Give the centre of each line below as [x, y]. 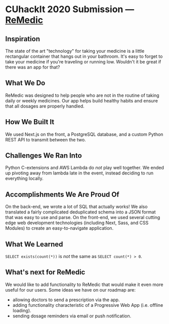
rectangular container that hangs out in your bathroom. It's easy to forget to [84, 56]
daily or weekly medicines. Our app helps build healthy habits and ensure [82, 100]
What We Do [25, 83]
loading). [22, 310]
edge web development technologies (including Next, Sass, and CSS [77, 223]
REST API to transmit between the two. [46, 139]
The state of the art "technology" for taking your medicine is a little [75, 51]
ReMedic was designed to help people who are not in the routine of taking [82, 95]
